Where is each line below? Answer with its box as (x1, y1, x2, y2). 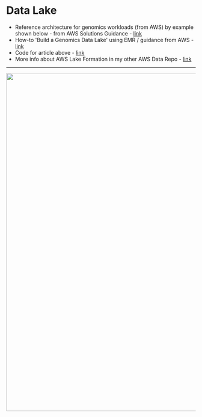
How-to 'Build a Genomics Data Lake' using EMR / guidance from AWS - (14, 36, 194, 43)
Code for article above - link (14, 49, 85, 56)
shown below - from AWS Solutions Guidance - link (14, 29, 142, 37)
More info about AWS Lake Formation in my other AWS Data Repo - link (14, 55, 192, 62)
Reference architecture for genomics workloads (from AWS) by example (14, 23, 194, 31)
